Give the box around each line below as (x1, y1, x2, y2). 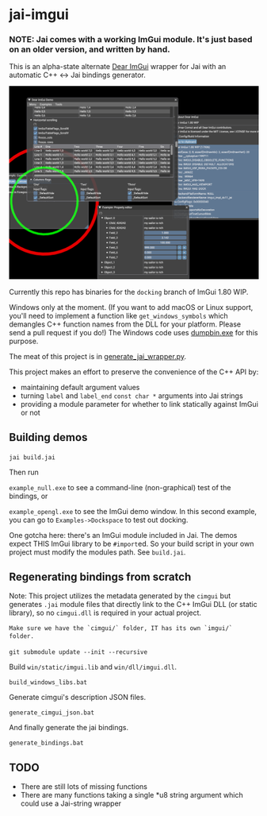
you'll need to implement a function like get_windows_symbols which (9, 311, 228, 320)
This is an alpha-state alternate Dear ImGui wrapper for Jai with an (9, 62, 227, 72)
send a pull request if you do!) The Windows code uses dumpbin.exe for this (9, 327, 258, 337)
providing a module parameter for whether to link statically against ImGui (20, 399, 258, 408)
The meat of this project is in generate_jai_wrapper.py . (9, 351, 187, 361)
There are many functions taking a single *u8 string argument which (20, 791, 244, 800)
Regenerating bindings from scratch (9, 570, 192, 584)
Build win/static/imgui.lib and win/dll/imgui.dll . (9, 662, 177, 672)
